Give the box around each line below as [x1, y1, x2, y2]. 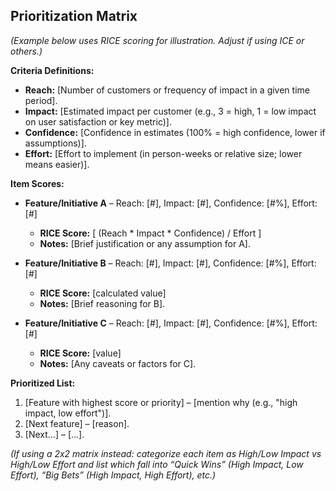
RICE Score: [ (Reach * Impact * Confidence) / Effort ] [39, 227, 262, 239]
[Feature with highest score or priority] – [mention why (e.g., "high [24, 396, 298, 408]
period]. [24, 94, 58, 106]
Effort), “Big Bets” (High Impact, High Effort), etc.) [10, 469, 217, 481]
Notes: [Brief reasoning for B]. [39, 297, 166, 309]
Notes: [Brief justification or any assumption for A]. [39, 237, 251, 249]
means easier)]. [24, 158, 90, 170]
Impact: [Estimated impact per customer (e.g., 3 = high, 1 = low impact [24, 105, 317, 117]
